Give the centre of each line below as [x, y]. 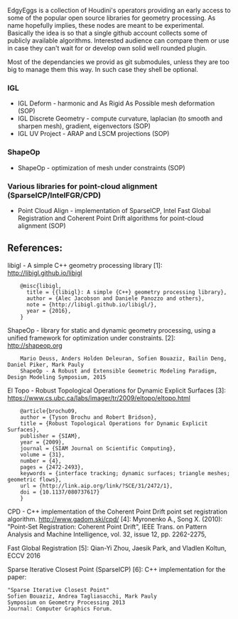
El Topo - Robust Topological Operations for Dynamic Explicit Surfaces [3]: [117, 390]
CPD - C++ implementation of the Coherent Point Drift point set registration [118, 511]
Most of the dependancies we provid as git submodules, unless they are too [118, 62]
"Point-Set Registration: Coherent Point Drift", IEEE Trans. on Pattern [107, 526]
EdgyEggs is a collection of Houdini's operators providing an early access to [119, 10]
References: [35, 248]
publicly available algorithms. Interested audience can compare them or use [118, 41]
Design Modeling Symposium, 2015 [57, 377]
